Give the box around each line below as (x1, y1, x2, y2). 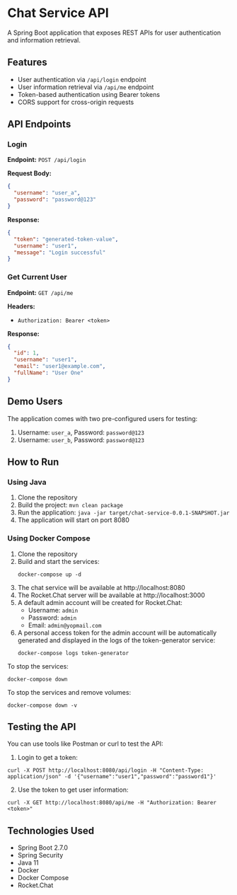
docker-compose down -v (7, 702, 78, 709)
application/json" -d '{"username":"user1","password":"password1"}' (7, 773, 217, 780)
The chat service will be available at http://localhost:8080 (17, 583, 185, 591)
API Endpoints (7, 118, 71, 130)
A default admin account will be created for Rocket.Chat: (17, 598, 183, 606)
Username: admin (28, 606, 79, 614)
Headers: (7, 302, 35, 311)
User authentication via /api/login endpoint (17, 75, 146, 83)
